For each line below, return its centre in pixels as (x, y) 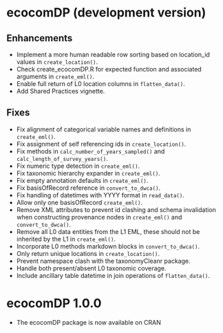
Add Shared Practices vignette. (61, 91)
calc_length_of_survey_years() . (62, 158)
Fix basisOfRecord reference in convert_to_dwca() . (88, 188)
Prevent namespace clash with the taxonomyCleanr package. (103, 261)
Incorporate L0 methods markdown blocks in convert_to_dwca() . (108, 246)
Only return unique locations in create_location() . (88, 253)
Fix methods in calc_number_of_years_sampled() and (91, 151)
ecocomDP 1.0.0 (54, 303)
